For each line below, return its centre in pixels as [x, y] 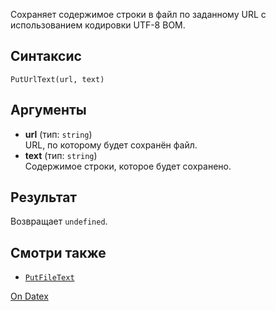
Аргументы [48, 110]
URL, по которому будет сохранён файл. [111, 145]
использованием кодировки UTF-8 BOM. [98, 25]
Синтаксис [46, 56]
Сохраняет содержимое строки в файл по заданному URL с [138, 14]
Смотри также [58, 252]
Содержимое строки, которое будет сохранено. [128, 166]
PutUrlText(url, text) [57, 79]
